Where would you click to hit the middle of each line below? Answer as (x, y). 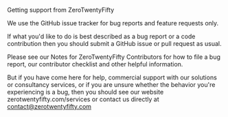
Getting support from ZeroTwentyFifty (61, 10)
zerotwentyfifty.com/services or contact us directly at (83, 99)
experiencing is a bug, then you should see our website (85, 92)
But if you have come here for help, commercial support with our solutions (112, 77)
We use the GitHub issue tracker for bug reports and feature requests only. (113, 23)
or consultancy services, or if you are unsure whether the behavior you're (111, 84)
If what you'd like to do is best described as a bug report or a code (101, 36)
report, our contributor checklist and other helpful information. (95, 64)
